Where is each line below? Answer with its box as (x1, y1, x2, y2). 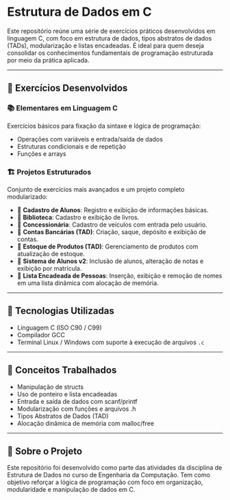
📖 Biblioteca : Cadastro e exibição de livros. (16, 213, 140, 221)
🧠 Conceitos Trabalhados (7, 365, 117, 376)
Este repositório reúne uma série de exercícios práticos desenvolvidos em (7, 27, 216, 35)
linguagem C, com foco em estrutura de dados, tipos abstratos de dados (7, 34, 212, 42)
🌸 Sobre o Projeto (7, 445, 83, 457)
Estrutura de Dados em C (7, 4, 152, 20)
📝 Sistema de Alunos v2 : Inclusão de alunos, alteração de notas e (16, 257, 204, 265)
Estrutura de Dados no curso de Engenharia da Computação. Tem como (7, 471, 211, 479)
